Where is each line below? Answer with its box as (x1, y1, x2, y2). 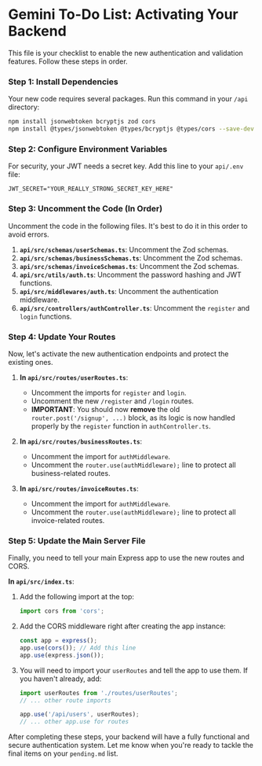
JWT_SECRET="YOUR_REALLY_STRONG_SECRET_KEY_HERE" (8, 185, 174, 193)
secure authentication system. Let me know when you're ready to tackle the (8, 741, 253, 750)
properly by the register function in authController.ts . (31, 421, 212, 430)
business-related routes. (31, 468, 111, 477)
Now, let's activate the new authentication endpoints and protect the (8, 348, 229, 359)
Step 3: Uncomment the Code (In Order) (8, 203, 163, 214)
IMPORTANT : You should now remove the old (31, 404, 180, 414)
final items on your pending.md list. (8, 749, 119, 758)
